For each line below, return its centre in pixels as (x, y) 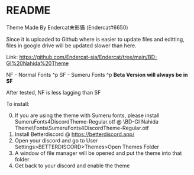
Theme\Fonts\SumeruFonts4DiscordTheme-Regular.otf (82, 128)
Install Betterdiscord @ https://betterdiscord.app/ (75, 134)
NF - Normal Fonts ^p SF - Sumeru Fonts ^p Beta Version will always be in (97, 74)
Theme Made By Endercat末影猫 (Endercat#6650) (67, 27)
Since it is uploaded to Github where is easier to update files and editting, (95, 39)
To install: (18, 103)
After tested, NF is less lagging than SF (54, 92)
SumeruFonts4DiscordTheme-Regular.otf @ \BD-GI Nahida (86, 121)
